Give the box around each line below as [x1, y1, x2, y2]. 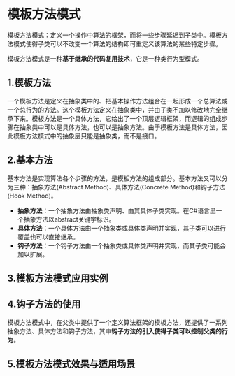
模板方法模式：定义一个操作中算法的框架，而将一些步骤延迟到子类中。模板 [7, 31, 222, 39]
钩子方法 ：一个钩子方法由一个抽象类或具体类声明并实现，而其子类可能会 [17, 241, 226, 250]
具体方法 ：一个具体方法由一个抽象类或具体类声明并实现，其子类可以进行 [17, 224, 226, 232]
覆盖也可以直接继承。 [17, 232, 79, 241]
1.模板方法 [7, 77, 52, 89]
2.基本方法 [7, 154, 54, 166]
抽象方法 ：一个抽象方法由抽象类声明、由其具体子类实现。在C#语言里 [17, 206, 216, 215]
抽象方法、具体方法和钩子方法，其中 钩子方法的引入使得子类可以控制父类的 [7, 326, 222, 335]
